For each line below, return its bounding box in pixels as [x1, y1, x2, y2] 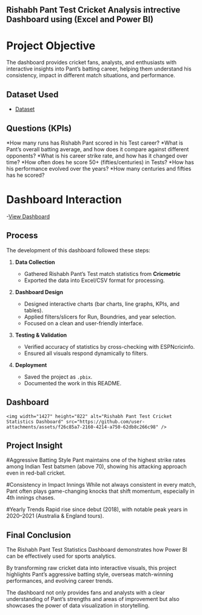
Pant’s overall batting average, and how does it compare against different [6, 145, 189, 153]
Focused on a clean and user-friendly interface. [24, 319, 144, 327]
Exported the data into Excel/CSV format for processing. [24, 277, 165, 284]
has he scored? [6, 171, 45, 179]
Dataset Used [6, 89, 59, 100]
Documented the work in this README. [24, 379, 122, 387]
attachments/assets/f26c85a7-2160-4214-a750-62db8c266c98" [6, 424, 159, 430]
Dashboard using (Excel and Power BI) [6, 15, 153, 25]
